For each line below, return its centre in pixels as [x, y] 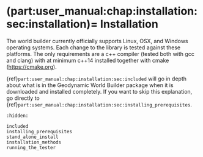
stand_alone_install [33, 137]
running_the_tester [31, 147]
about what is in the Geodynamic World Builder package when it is [90, 85]
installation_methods [34, 142]
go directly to [23, 98]
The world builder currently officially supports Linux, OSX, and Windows [97, 41]
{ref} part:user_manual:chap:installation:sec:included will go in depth [96, 78]
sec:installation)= [52, 24]
